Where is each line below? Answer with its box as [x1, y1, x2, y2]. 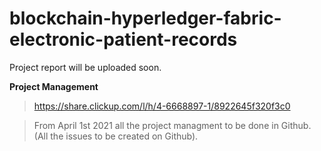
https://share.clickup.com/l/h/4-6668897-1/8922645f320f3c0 [33, 100, 291, 112]
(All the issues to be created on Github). [33, 130, 199, 142]
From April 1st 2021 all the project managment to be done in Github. [33, 119, 312, 131]
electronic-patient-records [9, 28, 238, 51]
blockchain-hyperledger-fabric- [9, 7, 282, 30]
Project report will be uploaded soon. [9, 61, 162, 73]
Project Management [9, 80, 99, 92]
